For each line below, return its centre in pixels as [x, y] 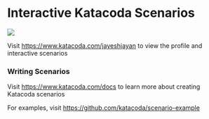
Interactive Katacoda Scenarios [101, 13]
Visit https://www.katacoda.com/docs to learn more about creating [104, 87]
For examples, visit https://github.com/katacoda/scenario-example [103, 108]
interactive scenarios [38, 53]
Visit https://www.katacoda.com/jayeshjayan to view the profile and [105, 45]
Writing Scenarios [39, 71]
